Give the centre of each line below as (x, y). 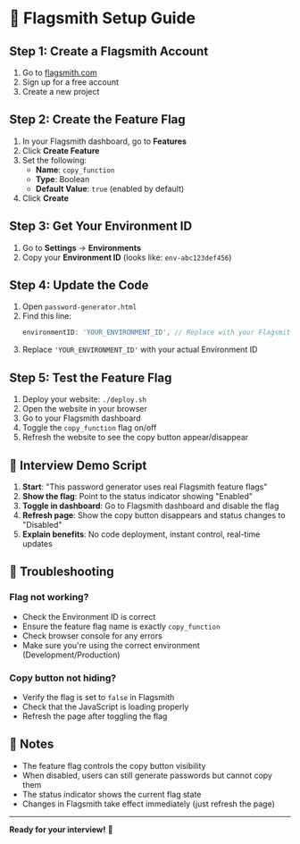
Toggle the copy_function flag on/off (89, 428)
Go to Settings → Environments (81, 247)
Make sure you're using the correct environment (111, 645)
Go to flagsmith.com (59, 72)
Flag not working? (49, 597)
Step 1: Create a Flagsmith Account (109, 51)
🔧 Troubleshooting (62, 572)
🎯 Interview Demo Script (78, 465)
